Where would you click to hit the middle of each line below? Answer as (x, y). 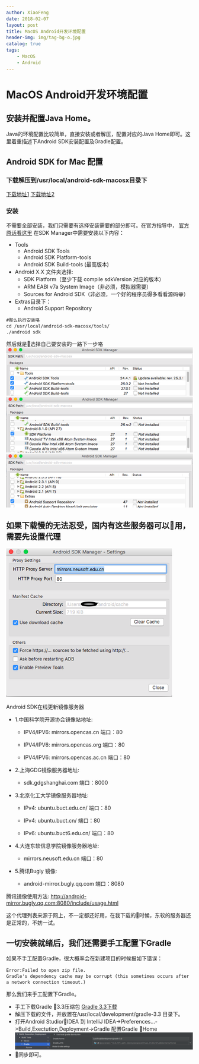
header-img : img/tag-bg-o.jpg (44, 38)
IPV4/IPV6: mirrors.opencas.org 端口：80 (74, 745)
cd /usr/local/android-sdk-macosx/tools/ (58, 326)
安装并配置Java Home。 (51, 119)
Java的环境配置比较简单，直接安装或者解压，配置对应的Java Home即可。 (96, 134)
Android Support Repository (58, 308)
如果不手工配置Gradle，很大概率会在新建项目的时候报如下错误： (84, 958)
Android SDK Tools (46, 251)
